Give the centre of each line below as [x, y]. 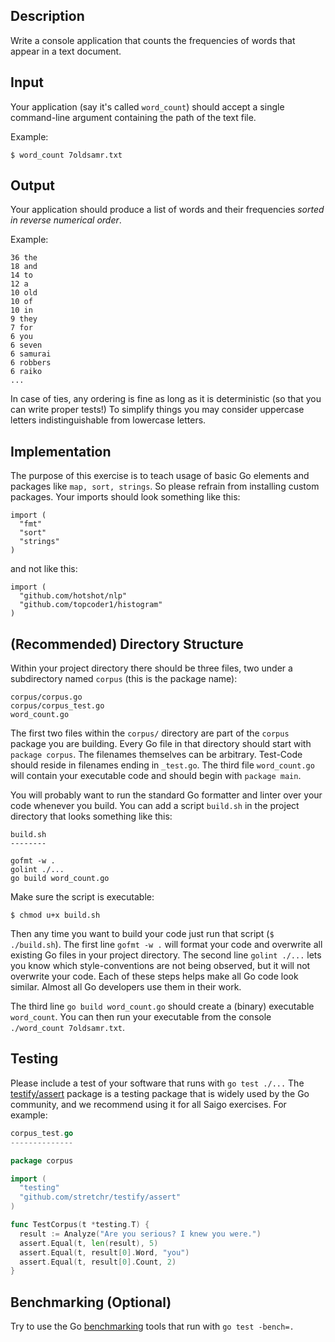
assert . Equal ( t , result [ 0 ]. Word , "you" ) [104, 1252]
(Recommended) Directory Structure [127, 644]
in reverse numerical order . [66, 220]
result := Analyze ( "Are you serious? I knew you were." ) [140, 1234]
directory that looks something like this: [91, 816]
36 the [24, 258]
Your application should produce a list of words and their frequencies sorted [167, 210]
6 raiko [26, 372]
